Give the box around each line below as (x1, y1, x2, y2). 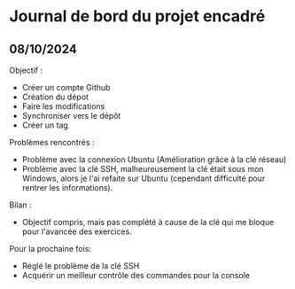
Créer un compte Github (21, 82, 111, 92)
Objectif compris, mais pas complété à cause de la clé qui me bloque (21, 217, 275, 227)
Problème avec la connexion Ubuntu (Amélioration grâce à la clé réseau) (21, 154, 287, 165)
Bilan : (9, 199, 33, 210)
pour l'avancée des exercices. (21, 226, 133, 237)
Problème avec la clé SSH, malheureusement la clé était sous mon (21, 164, 264, 174)
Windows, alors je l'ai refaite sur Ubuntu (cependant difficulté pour (21, 173, 266, 184)
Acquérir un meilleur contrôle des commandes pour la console (21, 270, 251, 280)
